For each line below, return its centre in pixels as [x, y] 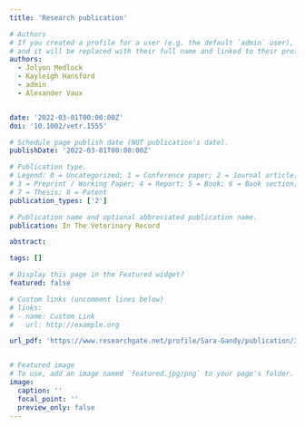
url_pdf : [26, 341]
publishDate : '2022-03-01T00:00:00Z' [81, 150]
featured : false [40, 283]
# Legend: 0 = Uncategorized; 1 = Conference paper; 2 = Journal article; [154, 176]
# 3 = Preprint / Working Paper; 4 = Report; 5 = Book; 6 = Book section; [154, 184]
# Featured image [42, 365]
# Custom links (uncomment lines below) [87, 299]
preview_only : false [56, 407]
